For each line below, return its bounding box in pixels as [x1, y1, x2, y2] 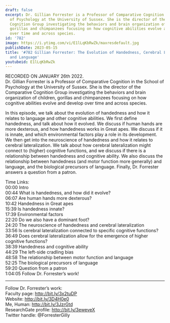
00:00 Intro [5, 185, 29, 191]
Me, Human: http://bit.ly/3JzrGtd [5, 301, 73, 307]
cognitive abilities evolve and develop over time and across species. [5, 100, 147, 106]
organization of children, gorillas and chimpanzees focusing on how [5, 95, 147, 101]
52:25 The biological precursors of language [5, 260, 98, 266]
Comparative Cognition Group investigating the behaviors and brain [5, 89, 146, 95]
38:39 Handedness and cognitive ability [5, 244, 89, 250]
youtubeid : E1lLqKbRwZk [5, 59, 56, 64]
